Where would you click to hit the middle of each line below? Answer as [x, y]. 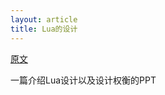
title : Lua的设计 [44, 29]
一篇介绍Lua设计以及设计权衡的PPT [83, 80]
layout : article [44, 19]
